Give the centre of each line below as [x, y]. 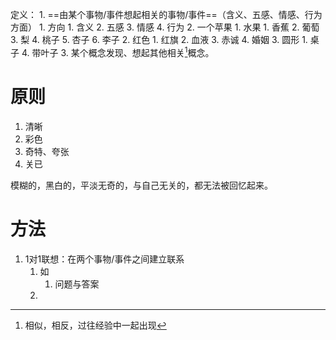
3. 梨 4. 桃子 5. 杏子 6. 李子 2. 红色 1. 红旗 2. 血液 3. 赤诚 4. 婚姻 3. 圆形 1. [159, 39]
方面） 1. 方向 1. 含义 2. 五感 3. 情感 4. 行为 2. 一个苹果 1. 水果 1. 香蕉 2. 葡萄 [165, 27]
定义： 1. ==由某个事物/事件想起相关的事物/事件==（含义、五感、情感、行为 [166, 14]
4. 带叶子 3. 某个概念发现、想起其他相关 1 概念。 [118, 51]
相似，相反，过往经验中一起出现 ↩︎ [95, 325]
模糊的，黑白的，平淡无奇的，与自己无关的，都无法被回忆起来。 [141, 185]
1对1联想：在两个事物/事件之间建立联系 [104, 259]
